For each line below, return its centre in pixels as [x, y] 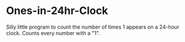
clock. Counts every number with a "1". [53, 33]
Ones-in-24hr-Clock [57, 11]
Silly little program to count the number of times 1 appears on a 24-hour [93, 27]
